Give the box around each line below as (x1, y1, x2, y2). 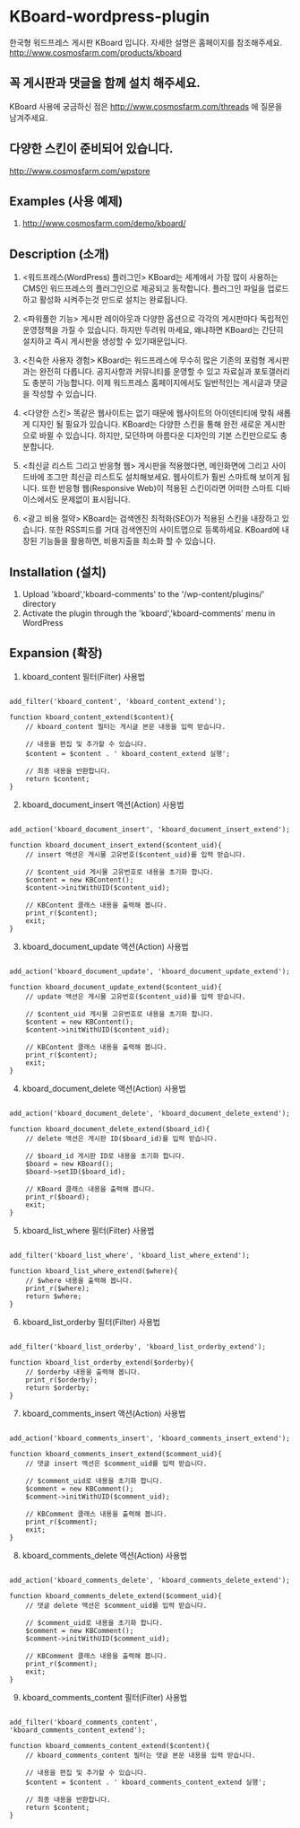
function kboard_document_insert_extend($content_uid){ (9, 840, 222, 849)
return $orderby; (25, 1383, 90, 1393)
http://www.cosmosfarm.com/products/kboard (9, 47, 182, 57)
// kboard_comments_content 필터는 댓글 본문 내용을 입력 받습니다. (25, 1751, 256, 1760)
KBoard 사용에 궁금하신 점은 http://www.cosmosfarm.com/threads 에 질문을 (9, 101, 283, 111)
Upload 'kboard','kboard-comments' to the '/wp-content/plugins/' (21, 589, 265, 599)
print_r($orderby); (25, 1375, 99, 1384)
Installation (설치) (9, 564, 107, 580)
